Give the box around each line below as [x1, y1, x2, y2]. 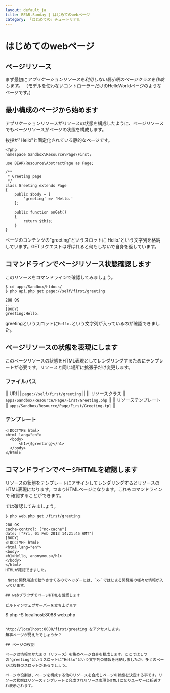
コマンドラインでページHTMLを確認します [5, 465, 138, 474]
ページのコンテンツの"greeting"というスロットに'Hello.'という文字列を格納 [5, 237, 161, 243]
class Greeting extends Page [5, 183, 67, 188]
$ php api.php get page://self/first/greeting [5, 289, 105, 294]
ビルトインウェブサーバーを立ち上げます [5, 603, 77, 608]
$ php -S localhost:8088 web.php [5, 612, 76, 618]
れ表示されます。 [5, 683, 35, 689]
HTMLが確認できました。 [5, 568, 49, 573]
